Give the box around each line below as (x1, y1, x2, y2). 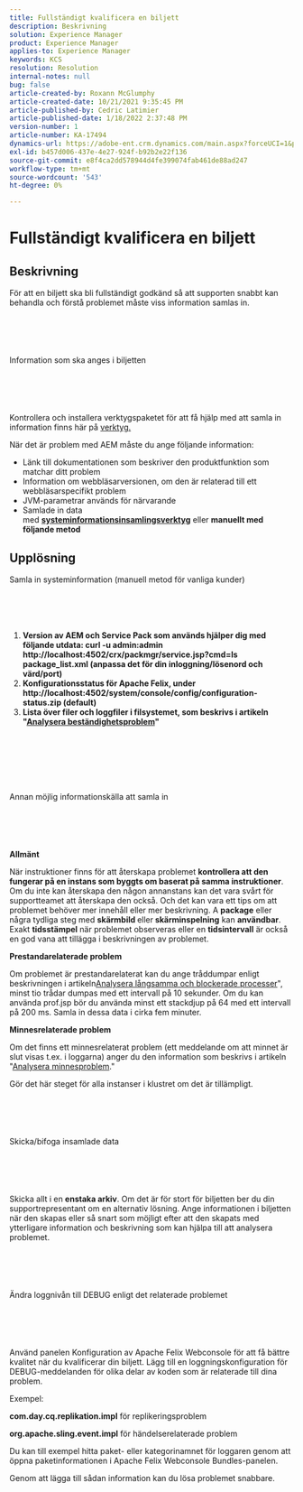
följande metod (22, 524, 81, 535)
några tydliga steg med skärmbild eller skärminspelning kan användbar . (9, 913, 281, 925)
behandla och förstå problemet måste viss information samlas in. (9, 297, 250, 308)
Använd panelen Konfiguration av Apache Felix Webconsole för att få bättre (9, 1347, 290, 1358)
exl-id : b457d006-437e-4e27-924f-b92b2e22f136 (9, 147, 188, 156)
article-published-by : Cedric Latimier (9, 106, 160, 115)
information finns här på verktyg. (9, 422, 132, 433)
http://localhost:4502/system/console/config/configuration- (22, 687, 258, 698)
